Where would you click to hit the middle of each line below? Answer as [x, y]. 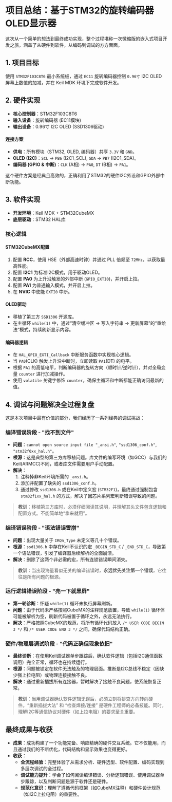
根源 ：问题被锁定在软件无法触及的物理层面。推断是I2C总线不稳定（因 [86, 669]
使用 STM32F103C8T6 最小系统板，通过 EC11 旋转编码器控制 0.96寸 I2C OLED [84, 76]
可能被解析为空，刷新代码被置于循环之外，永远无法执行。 [73, 616]
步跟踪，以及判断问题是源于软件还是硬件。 [65, 781]
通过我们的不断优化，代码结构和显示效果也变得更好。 [73, 749]
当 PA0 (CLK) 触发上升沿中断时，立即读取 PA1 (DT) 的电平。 [73, 361]
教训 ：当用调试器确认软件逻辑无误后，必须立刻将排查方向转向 [83, 699]
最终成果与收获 [29, 729]
